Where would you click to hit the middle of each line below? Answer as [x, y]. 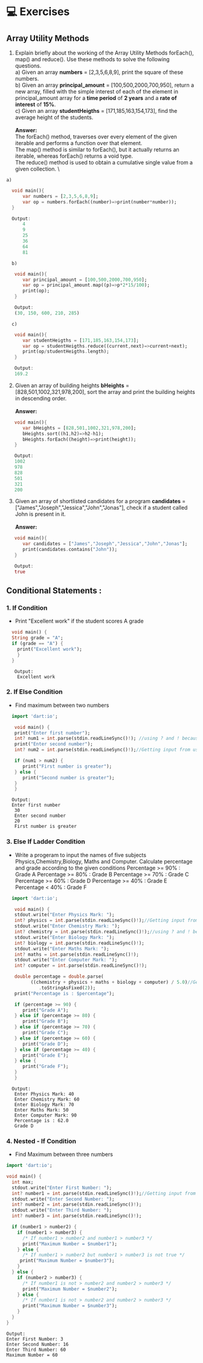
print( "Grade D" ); [45, 1044]
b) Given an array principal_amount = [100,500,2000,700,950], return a [105, 85]
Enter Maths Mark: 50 [41, 1110]
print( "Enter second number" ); [54, 744]
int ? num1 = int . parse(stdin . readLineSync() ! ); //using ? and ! [97, 739]
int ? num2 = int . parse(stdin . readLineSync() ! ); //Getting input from [102, 750]
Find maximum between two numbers [62, 705]
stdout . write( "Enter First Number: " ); [62, 1188]
